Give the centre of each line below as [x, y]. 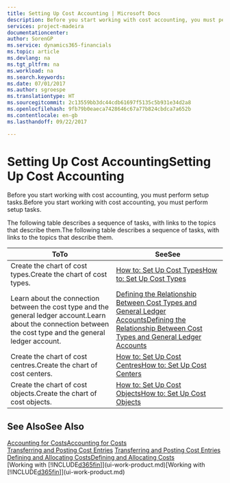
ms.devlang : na [29, 58]
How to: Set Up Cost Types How [167, 270]
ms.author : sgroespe [37, 90]
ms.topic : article [33, 52]
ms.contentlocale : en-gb [42, 115]
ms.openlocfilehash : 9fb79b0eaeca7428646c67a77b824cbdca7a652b [99, 109]
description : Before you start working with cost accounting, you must [111, 20]
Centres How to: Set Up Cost [161, 365]
